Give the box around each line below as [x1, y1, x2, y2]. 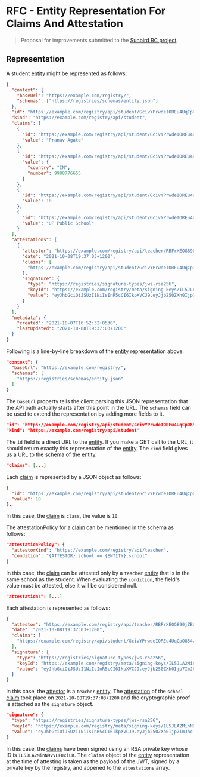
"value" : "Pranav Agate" [21, 137, 84, 143]
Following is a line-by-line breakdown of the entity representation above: [6, 348, 185, 355]
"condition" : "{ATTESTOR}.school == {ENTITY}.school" [11, 553, 148, 559]
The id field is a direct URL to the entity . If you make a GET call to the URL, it [6, 438, 193, 446]
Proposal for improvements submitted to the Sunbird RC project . [20, 36, 179, 44]
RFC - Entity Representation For [6, 4, 166, 18]
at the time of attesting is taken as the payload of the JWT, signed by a [6, 757, 180, 765]
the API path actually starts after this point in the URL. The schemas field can [6, 404, 192, 411]
